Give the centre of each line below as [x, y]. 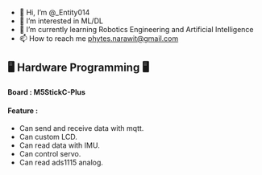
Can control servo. [50, 154]
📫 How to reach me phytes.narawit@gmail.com [99, 39]
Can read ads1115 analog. [61, 163]
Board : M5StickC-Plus [47, 92]
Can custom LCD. [48, 137]
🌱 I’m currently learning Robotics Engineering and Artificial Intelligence [137, 29]
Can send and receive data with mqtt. [81, 128]
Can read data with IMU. [59, 145]
